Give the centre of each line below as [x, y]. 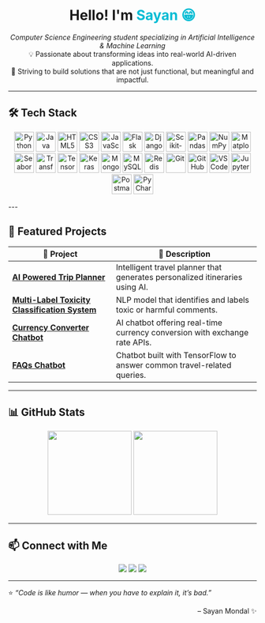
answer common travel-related [174, 364]
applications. [132, 62]
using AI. [132, 287]
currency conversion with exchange [182, 332]
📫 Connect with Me [58, 545]
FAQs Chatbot [39, 364]
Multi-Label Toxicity [51, 300]
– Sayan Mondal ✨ [227, 611]
